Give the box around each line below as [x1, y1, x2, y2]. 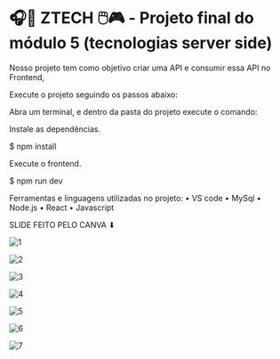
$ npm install [9, 141, 57, 151]
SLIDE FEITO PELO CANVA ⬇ [9, 219, 116, 230]
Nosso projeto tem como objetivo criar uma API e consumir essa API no [9, 62, 271, 73]
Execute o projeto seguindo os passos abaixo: [9, 89, 178, 100]
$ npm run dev [9, 175, 64, 186]
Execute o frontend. [9, 158, 82, 168]
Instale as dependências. [9, 123, 101, 135]
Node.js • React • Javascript [9, 202, 115, 213]
